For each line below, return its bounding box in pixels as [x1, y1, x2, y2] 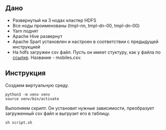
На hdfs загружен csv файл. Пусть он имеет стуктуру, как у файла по [12, 49, 161, 55]
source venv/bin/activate [5, 96, 59, 101]
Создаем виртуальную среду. [5, 82, 69, 88]
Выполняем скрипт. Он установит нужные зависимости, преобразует [5, 105, 154, 111]
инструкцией [12, 43, 40, 49]
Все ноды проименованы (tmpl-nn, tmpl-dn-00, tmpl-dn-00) [12, 22, 140, 28]
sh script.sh [5, 120, 32, 125]
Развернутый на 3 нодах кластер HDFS [12, 17, 96, 23]
